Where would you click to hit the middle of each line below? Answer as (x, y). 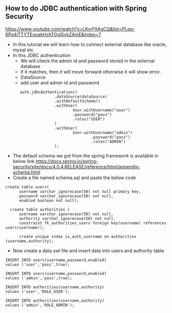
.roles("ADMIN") (108, 142)
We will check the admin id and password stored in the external (88, 61)
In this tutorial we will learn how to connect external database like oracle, (90, 44)
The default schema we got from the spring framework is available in (85, 155)
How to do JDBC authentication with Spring (76, 8)
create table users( (27, 187)
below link (24, 161)
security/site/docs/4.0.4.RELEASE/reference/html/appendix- (76, 166)
